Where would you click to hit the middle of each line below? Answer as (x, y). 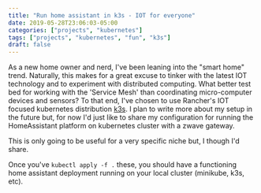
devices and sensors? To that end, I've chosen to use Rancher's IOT (119, 101)
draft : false (30, 45)
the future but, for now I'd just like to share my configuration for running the (131, 117)
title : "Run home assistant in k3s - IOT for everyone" (102, 15)
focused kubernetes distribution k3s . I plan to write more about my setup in (130, 109)
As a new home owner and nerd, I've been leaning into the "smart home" (126, 67)
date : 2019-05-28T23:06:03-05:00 (63, 23)
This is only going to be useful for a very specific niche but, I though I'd (124, 141)
